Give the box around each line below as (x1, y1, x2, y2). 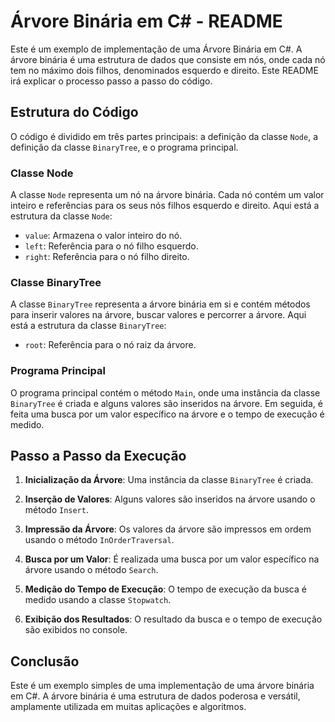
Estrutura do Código (10, 104, 139, 121)
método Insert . (24, 504, 89, 516)
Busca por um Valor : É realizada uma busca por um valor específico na (24, 553, 320, 565)
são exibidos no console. (24, 624, 128, 636)
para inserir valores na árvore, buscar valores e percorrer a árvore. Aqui (10, 309, 307, 321)
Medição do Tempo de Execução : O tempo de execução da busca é (24, 583, 307, 595)
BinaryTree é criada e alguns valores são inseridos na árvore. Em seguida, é (10, 397, 323, 409)
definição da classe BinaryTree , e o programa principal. (10, 141, 239, 153)
